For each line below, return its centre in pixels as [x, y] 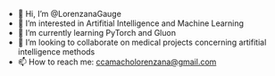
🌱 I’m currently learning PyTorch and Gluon [97, 33]
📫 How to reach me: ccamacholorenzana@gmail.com [117, 62]
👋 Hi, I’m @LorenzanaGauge [70, 14]
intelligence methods [56, 52]
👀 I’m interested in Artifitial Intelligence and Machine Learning [130, 23]
